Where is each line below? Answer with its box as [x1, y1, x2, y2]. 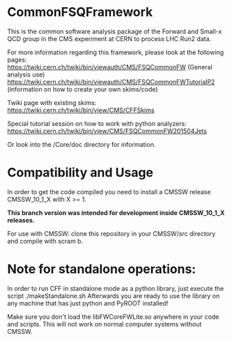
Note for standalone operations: [7, 262, 196, 277]
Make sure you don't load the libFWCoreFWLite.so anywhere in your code [7, 312, 219, 321]
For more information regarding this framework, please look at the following [7, 48, 224, 56]
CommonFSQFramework [7, 4, 153, 20]
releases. [7, 216, 35, 224]
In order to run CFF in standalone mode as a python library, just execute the [7, 284, 224, 292]
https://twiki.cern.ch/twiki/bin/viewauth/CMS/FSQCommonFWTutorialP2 [7, 77, 215, 86]
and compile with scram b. [7, 237, 84, 245]
